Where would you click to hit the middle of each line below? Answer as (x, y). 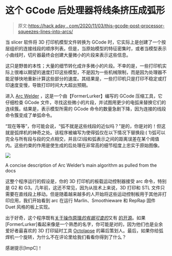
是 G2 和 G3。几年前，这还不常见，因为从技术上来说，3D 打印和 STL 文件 (83, 187)
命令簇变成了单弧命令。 (30, 115)
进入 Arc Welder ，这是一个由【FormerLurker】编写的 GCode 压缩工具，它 (84, 96)
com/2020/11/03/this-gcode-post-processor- (117, 26)
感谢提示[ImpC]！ (24, 248)
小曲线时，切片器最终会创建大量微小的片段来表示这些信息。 (68, 55)
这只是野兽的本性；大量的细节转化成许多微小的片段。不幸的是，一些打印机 (84, 66)
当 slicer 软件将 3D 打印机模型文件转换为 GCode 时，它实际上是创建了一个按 (86, 42)
